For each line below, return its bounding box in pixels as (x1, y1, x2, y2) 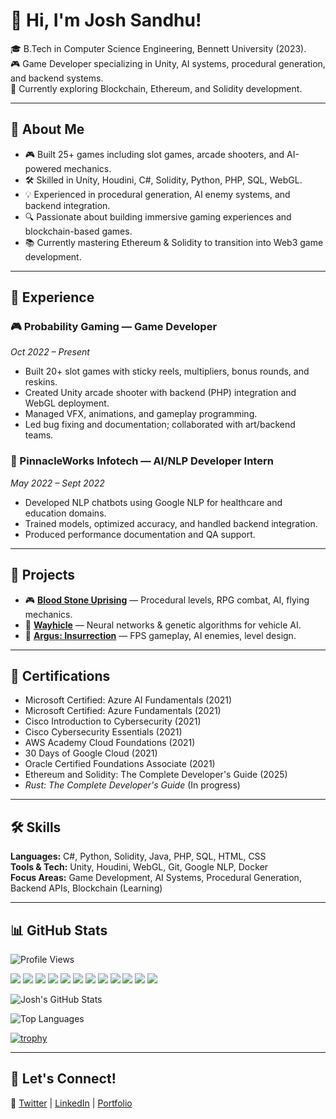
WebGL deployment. (24, 397, 110, 409)
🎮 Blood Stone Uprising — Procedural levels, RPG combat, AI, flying (24, 594, 310, 606)
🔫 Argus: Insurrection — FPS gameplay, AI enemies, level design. (24, 629, 297, 641)
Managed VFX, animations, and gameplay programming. (24, 408, 258, 420)
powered (24, 162, 62, 174)
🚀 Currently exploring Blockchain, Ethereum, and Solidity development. (10, 82, 303, 94)
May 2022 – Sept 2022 (10, 477, 105, 489)
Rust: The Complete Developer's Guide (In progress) (24, 779, 241, 791)
